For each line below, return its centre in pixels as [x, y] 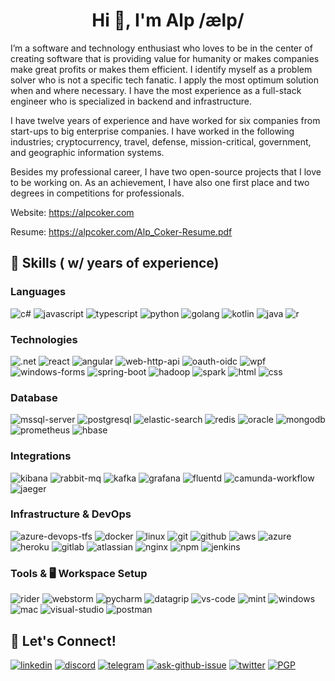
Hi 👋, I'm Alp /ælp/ [168, 20]
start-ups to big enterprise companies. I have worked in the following [152, 131]
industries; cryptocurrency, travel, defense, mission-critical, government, [161, 141]
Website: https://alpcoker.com [72, 212]
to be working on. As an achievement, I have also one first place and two [160, 182]
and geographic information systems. [87, 152]
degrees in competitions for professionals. [97, 193]
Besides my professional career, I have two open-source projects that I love [166, 171]
